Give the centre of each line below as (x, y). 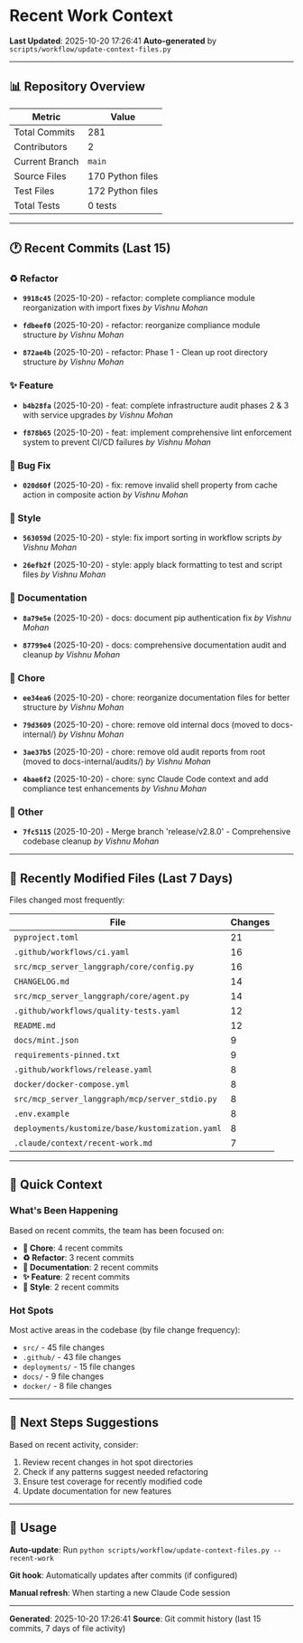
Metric (46, 117)
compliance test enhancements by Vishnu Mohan (115, 788)
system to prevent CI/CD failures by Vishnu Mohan (117, 442)
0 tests (102, 205)
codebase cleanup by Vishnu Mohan (91, 841)
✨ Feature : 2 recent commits (76, 1277)
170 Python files (123, 175)
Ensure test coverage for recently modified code (112, 1481)
